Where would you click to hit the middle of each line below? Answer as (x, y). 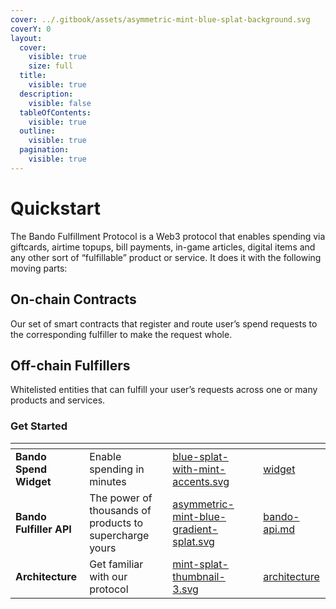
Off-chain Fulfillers (70, 365)
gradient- (195, 529)
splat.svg (193, 541)
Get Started (39, 426)
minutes (108, 481)
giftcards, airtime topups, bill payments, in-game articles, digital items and (163, 247)
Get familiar (116, 564)
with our (108, 576)
